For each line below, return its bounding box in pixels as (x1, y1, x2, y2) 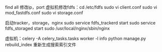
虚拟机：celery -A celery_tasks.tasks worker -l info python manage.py (5, 36, 146, 41)
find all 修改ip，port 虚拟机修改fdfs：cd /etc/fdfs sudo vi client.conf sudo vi (5, 4, 158, 10)
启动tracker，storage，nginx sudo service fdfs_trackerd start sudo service (5, 20, 156, 26)
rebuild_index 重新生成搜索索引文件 (5, 42, 76, 48)
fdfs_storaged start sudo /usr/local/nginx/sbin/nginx (5, 26, 110, 31)
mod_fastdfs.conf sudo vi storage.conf (5, 10, 83, 16)
